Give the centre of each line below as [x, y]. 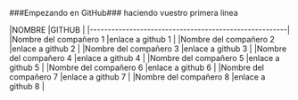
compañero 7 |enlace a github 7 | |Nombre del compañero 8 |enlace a [137, 77]
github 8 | [27, 86]
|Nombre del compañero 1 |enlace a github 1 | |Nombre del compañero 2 [142, 39]
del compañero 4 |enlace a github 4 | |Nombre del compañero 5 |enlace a [145, 58]
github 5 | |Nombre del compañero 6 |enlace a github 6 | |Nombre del [137, 67]
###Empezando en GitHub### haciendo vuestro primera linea [124, 13]
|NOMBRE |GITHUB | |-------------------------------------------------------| [149, 30]
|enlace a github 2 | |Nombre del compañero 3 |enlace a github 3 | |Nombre [148, 49]
